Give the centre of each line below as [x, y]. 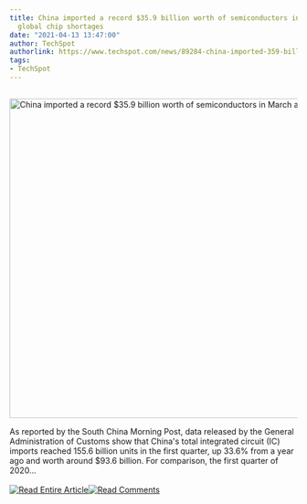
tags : [20, 60]
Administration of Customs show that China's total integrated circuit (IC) [145, 441]
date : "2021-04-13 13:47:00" [65, 35]
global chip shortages [61, 26]
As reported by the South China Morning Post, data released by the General [152, 431]
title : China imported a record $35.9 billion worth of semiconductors [148, 18]
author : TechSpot [42, 43]
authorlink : [32, 52]
